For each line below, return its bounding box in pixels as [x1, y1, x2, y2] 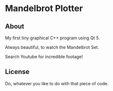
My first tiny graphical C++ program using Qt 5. [5, 35, 100, 41]
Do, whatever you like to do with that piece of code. [5, 80, 109, 86]
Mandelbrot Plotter [5, 3, 83, 14]
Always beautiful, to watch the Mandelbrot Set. [5, 45, 99, 50]
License [5, 68, 30, 76]
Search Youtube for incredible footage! [5, 54, 83, 60]
